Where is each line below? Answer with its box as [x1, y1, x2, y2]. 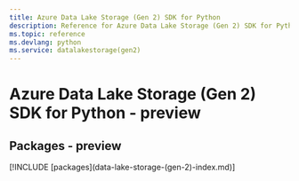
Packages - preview [9, 138, 122, 153]
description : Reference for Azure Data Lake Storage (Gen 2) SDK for [9, 21, 273, 30]
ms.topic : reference [9, 29, 86, 38]
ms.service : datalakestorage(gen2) [9, 46, 141, 55]
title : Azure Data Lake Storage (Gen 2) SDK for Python [9, 12, 221, 22]
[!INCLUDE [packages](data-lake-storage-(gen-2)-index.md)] [9, 161, 236, 173]
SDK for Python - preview [9, 103, 202, 123]
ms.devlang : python [9, 37, 82, 47]
